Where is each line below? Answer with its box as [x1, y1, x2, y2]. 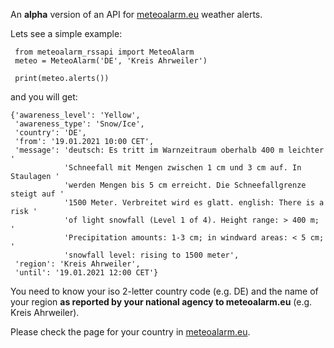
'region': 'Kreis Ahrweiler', [14, 259, 141, 269]
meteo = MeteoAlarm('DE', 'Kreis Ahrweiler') [14, 56, 208, 66]
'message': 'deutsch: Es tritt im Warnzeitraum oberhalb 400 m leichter [14, 145, 325, 155]
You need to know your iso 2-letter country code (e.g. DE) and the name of [10, 285, 319, 297]
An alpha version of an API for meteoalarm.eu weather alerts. [10, 9, 263, 20]
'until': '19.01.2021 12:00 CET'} [14, 268, 159, 278]
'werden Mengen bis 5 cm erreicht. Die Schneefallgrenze [63, 180, 307, 190]
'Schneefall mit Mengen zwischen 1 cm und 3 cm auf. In [63, 163, 302, 173]
